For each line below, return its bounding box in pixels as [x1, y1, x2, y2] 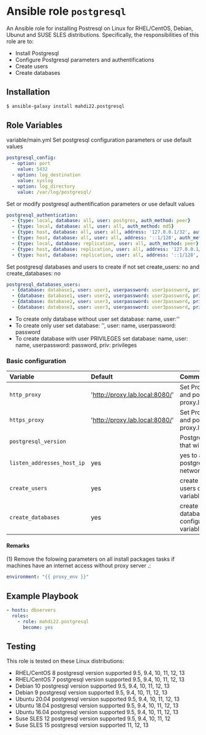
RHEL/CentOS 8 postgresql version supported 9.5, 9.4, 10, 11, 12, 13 [15, 669, 185, 677]
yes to [180, 451, 197, 460]
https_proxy [9, 417, 45, 424]
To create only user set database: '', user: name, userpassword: [15, 321, 177, 329]
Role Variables [6, 120, 63, 131]
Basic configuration [6, 356, 66, 365]
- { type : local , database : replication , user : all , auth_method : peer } [12, 241, 199, 247]
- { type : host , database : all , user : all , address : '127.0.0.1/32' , [12, 229, 191, 236]
